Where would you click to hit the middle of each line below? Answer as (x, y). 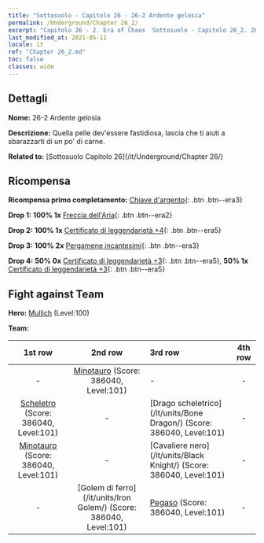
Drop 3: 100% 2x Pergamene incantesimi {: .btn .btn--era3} (104, 246)
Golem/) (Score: (107, 508)
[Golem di (95, 488)
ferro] (126, 488)
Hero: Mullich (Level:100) (49, 313)
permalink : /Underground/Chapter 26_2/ (73, 23)
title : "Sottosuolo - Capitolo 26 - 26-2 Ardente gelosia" (107, 15)
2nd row (107, 353)
